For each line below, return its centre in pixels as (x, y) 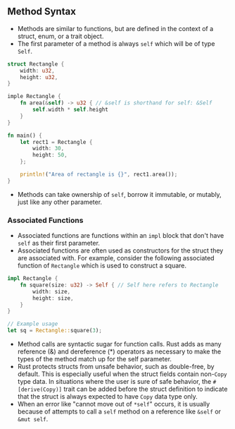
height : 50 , (50, 155)
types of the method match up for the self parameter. (95, 359)
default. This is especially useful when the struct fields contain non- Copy (122, 374)
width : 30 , (49, 149)
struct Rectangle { (36, 64)
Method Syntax (42, 12)
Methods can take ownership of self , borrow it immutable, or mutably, (119, 194)
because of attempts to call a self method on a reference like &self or (119, 411)
